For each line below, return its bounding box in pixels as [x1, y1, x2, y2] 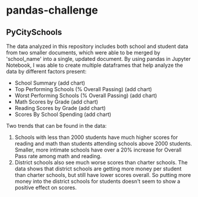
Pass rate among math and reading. [14, 153, 102, 160]
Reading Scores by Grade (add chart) [14, 105, 106, 111]
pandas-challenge [6, 4, 99, 17]
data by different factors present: [6, 68, 87, 75]
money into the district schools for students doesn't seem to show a [14, 178, 180, 185]
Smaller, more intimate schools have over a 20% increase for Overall [14, 146, 182, 153]
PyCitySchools [6, 27, 62, 37]
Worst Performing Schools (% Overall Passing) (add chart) [14, 92, 158, 99]
